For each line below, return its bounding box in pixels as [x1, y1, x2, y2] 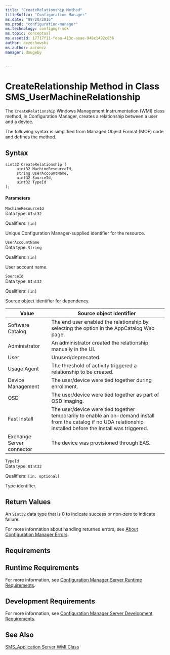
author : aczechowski [5, 41, 49, 46]
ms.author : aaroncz [5, 45, 47, 50]
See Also [5, 630, 34, 639]
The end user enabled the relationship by [51, 319, 149, 326]
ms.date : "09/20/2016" [5, 17, 53, 22]
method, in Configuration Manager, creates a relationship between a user [5, 113, 158, 120]
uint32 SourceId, [16, 175, 53, 180]
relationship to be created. [51, 368, 114, 375]
